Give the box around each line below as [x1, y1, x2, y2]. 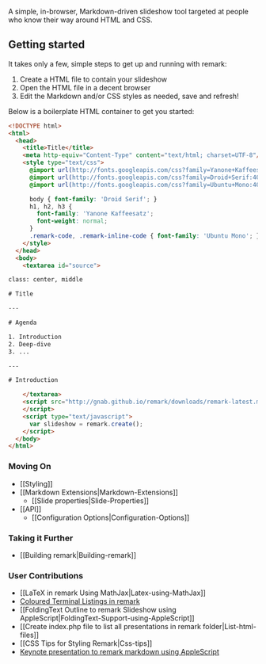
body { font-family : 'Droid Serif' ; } [28, 195, 158, 203]
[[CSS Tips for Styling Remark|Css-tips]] [19, 639, 153, 648]
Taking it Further [8, 532, 74, 544]
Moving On [8, 461, 51, 472]
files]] [19, 630, 40, 640]
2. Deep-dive [8, 340, 51, 348]
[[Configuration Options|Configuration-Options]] [31, 513, 190, 522]
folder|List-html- [203, 622, 257, 632]
